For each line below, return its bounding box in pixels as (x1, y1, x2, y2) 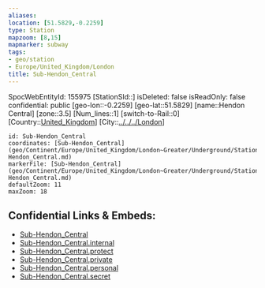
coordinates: (8, 139, 51, 147)
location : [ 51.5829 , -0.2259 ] (8, 19, 104, 27)
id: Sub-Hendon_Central (8, 132, 87, 140)
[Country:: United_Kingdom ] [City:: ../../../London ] (8, 117, 166, 126)
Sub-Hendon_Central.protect (19, 246, 114, 256)
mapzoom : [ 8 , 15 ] (8, 33, 62, 42)
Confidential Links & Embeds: (8, 209, 156, 223)
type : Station (8, 26, 55, 34)
